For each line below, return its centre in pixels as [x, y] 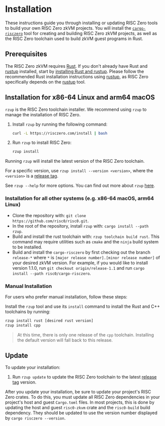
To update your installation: [33, 368]
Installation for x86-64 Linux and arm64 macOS [80, 97]
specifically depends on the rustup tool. [45, 82]
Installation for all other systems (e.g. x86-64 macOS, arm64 [80, 198]
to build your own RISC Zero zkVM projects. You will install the [68, 28]
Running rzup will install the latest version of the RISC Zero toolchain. [75, 161]
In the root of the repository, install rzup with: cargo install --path [80, 226]
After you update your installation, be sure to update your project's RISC [78, 392]
